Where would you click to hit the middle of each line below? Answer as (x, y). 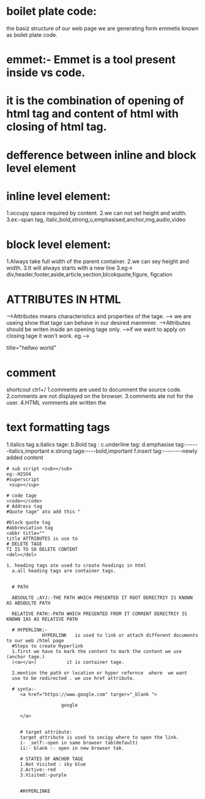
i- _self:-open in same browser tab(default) (79, 743)
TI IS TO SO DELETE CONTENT (42, 550)
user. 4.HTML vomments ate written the (56, 403)
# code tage (21, 496)
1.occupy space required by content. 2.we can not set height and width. (97, 213)
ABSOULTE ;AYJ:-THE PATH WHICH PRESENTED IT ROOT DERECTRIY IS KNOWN (102, 598)
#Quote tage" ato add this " (43, 512)
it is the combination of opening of (95, 101)
